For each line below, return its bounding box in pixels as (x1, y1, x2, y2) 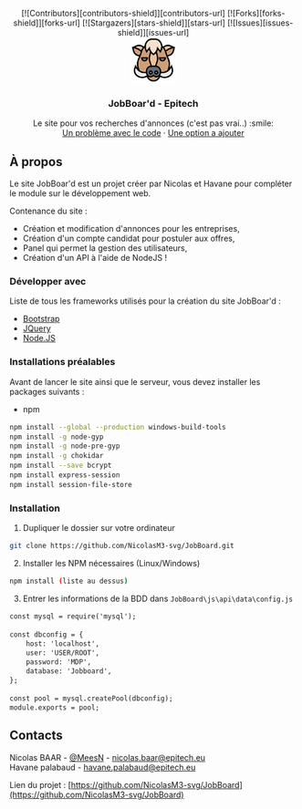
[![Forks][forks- (226, 8, 286, 18)
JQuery (22, 323, 52, 334)
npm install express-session (9, 471, 120, 480)
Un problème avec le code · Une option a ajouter (62, 128, 245, 139)
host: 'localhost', (26, 638, 100, 648)
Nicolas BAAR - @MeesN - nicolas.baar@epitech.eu (9, 752, 206, 762)
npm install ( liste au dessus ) (9, 576, 129, 586)
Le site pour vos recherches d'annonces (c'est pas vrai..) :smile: (33, 118, 274, 129)
